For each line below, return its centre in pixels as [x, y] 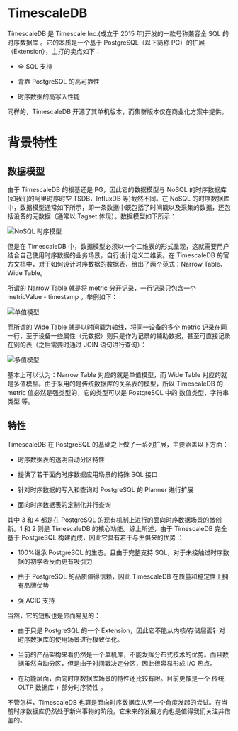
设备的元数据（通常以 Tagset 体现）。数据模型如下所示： [95, 216]
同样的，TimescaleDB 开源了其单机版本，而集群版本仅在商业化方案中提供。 [118, 111]
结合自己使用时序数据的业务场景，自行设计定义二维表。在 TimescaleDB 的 [115, 255]
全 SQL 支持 [35, 66]
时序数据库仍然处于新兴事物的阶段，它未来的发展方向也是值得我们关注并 [119, 711]
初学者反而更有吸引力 [61, 561]
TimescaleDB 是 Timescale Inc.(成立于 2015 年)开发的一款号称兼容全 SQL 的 [118, 33]
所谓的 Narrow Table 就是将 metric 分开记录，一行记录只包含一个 [102, 288]
